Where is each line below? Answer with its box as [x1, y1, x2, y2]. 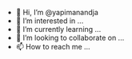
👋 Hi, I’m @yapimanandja [15, 8, 98, 17]
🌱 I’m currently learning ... [15, 25, 102, 33]
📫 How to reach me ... [15, 42, 90, 51]
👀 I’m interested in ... [15, 16, 84, 26]
